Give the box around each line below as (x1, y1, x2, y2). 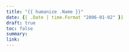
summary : (6, 31, 28, 37)
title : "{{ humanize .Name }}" (6, 8, 84, 15)
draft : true (6, 20, 36, 26)
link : (6, 36, 20, 42)
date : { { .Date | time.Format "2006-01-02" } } (6, 14, 124, 20)
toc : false (6, 25, 33, 32)
